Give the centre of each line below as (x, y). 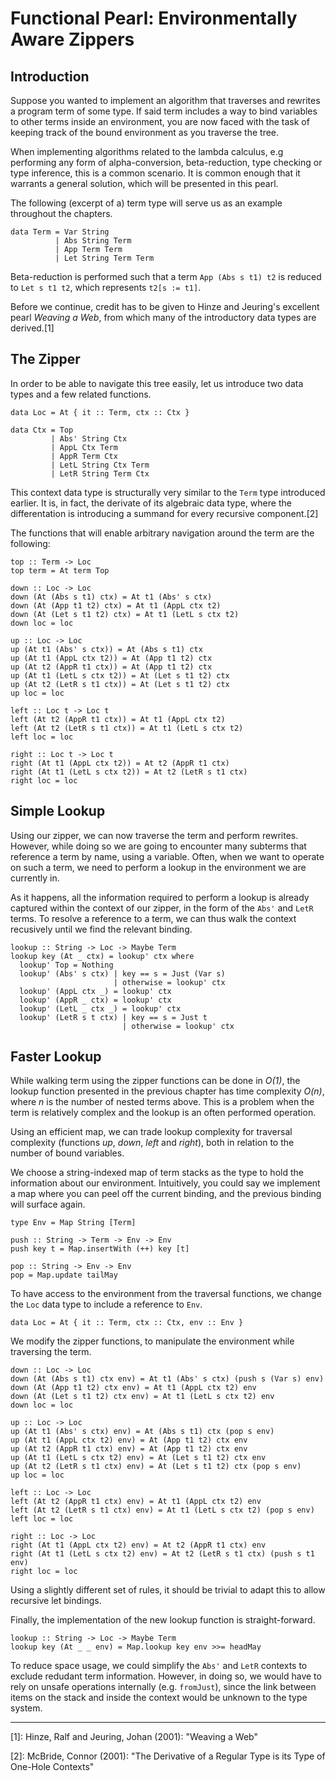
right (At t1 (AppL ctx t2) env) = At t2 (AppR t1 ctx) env (138, 1545)
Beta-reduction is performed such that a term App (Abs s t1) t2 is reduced (166, 276)
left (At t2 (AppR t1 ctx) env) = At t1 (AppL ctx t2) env (136, 1502)
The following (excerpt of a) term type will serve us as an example (146, 203)
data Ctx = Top (42, 430)
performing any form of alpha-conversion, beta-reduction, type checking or (166, 162)
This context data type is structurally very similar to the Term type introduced (168, 492)
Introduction (50, 76)
